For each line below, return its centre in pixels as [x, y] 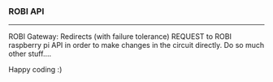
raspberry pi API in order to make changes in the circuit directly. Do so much [136, 45]
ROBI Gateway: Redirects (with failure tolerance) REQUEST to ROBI [120, 37]
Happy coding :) [35, 70]
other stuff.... [30, 54]
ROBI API [26, 11]
